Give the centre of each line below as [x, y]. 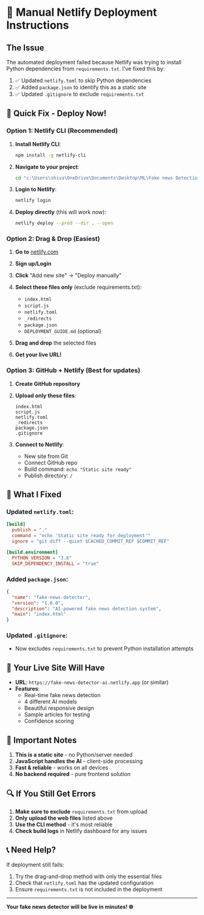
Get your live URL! [38, 355]
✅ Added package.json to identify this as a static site [81, 87]
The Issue [25, 48]
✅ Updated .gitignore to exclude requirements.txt [80, 94]
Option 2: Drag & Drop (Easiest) [53, 239]
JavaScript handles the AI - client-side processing [79, 761]
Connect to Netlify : [39, 444]
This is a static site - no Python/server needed [74, 755]
